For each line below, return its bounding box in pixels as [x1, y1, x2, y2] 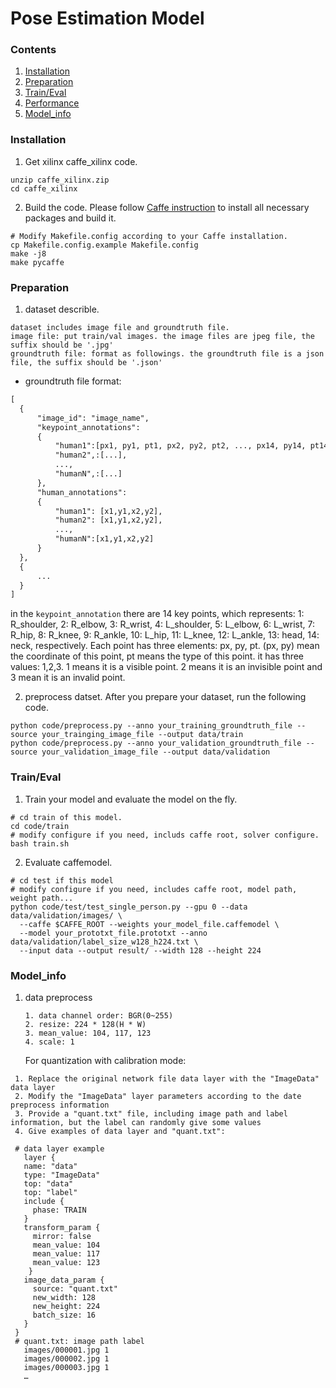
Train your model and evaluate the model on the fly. [24, 793, 238, 805]
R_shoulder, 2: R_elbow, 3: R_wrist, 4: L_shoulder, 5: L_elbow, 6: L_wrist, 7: [10, 618, 316, 631]
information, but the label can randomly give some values [10, 1117, 262, 1127]
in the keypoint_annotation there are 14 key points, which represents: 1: [10, 608, 305, 620]
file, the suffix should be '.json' [10, 358, 163, 368]
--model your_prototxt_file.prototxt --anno [19, 928, 208, 938]
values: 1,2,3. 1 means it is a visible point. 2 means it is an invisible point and [10, 661, 323, 673]
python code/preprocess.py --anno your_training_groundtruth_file [10, 721, 293, 731]
